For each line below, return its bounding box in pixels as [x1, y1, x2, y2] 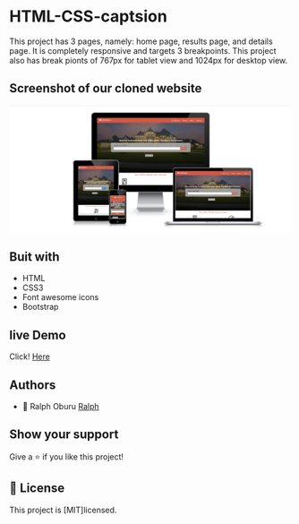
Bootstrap [21, 302, 59, 313]
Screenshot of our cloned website [9, 81, 202, 96]
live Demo [9, 327, 66, 342]
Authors [9, 377, 56, 392]
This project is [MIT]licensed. [9, 504, 117, 515]
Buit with [9, 249, 60, 265]
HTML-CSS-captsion [9, 6, 167, 27]
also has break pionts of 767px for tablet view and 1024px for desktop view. [9, 55, 288, 65]
